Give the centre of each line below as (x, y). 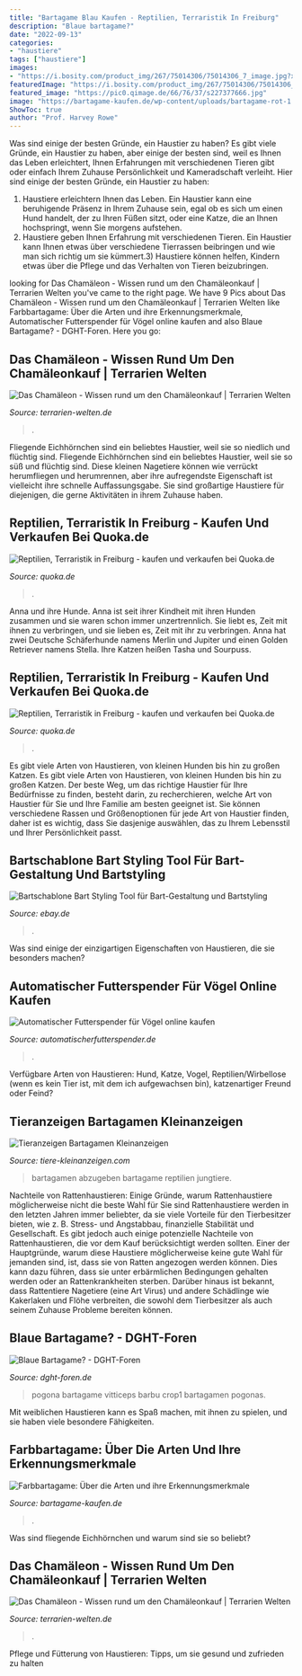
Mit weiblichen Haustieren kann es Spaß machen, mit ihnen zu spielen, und (148, 1412)
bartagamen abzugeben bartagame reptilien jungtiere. (131, 1178)
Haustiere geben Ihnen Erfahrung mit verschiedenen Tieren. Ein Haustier (157, 237)
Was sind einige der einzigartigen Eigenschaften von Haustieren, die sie (142, 948)
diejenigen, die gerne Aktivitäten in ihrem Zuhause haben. (116, 494)
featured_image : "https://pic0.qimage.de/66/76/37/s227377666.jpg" (138, 93)
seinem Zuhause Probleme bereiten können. (91, 1310)
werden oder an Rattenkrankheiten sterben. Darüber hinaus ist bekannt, (142, 1281)
